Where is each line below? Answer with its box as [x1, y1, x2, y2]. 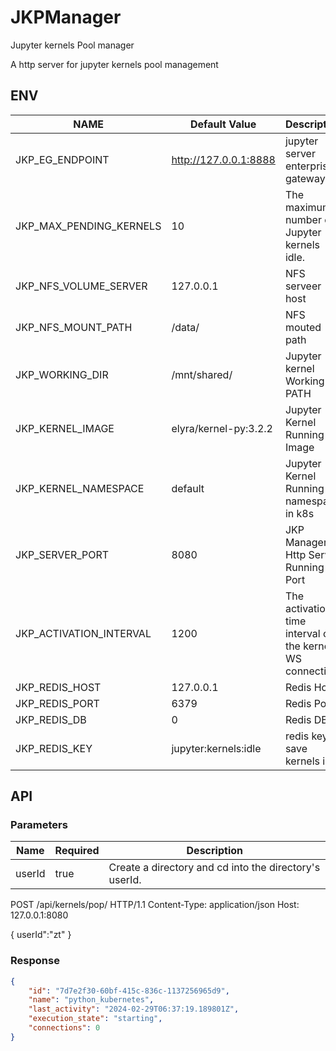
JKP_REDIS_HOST [15, 680, 102, 694]
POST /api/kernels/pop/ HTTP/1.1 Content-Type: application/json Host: [10, 899, 300, 911]
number [284, 212, 322, 226]
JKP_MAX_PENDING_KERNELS [15, 219, 162, 233]
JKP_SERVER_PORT [15, 547, 110, 561]
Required [54, 844, 100, 858]
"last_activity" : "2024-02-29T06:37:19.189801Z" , [28, 1004, 240, 1015]
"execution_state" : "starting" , [28, 1014, 163, 1024]
